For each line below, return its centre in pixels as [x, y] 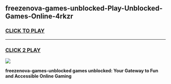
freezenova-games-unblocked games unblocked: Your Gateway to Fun [82, 70]
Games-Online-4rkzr [39, 17]
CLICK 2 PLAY [23, 50]
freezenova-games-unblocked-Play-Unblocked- [84, 8]
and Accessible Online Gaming [38, 76]
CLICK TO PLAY [25, 31]
